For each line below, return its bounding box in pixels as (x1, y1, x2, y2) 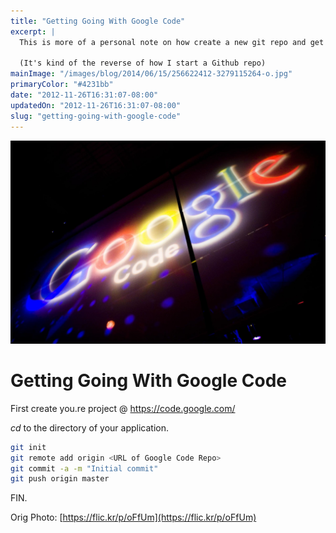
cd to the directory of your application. (10, 421, 170, 434)
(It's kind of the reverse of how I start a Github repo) (19, 58, 267, 69)
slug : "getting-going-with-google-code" (10, 111, 182, 121)
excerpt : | (10, 26, 56, 37)
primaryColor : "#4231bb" (10, 80, 114, 90)
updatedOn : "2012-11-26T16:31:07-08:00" (10, 100, 182, 110)
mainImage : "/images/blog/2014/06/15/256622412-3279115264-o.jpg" (10, 69, 293, 79)
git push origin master (10, 474, 110, 484)
